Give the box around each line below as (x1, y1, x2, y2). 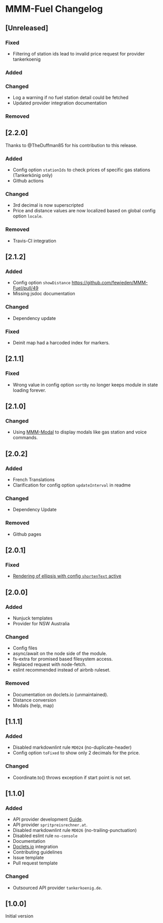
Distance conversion (12, 697, 56, 703)
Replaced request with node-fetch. (12, 661, 87, 667)
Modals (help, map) (12, 702, 54, 709)
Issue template (12, 855, 45, 861)
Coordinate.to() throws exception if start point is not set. (12, 774, 132, 781)
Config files (12, 645, 37, 651)
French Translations (12, 477, 55, 483)
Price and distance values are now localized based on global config (12, 208, 156, 214)
